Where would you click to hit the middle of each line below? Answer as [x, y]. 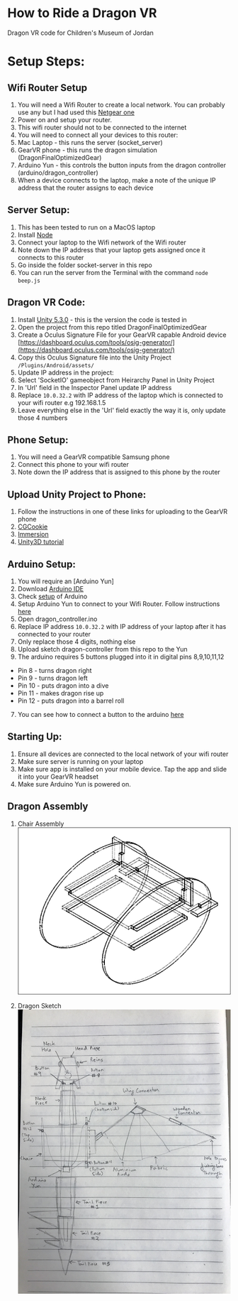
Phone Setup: [38, 439]
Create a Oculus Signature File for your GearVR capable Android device [122, 335]
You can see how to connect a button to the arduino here [101, 714]
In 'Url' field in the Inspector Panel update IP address [95, 387]
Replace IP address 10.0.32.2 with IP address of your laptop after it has [122, 626]
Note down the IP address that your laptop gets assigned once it [111, 249]
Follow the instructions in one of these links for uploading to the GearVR [123, 512]
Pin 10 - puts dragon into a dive [63, 686]
